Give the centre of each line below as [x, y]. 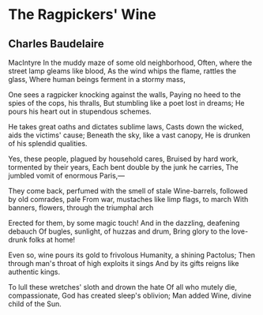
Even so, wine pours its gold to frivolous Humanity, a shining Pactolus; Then [131, 255]
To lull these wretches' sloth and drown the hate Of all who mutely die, [122, 287]
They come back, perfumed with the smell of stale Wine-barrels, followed [128, 191]
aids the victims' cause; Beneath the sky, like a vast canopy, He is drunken [130, 135]
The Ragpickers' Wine [82, 15]
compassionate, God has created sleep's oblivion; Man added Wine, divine [130, 295]
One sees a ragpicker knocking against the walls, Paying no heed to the [125, 95]
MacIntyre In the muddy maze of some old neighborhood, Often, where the [130, 62]
